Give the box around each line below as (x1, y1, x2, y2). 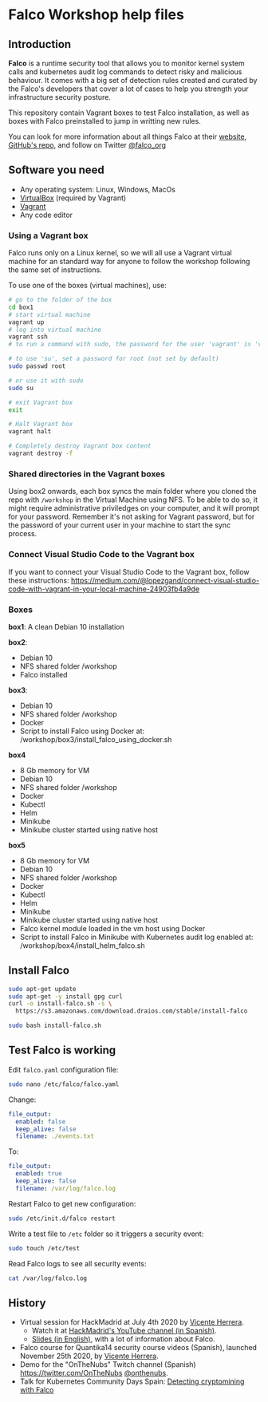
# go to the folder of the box (8, 296, 112, 304)
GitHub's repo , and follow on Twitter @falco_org (8, 140, 166, 149)
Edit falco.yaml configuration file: (8, 1064, 119, 1074)
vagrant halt (8, 428, 52, 436)
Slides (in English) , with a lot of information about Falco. (31, 1334, 215, 1344)
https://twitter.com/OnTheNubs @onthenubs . (19, 1368, 169, 1378)
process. (8, 529, 37, 539)
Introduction (8, 38, 72, 51)
